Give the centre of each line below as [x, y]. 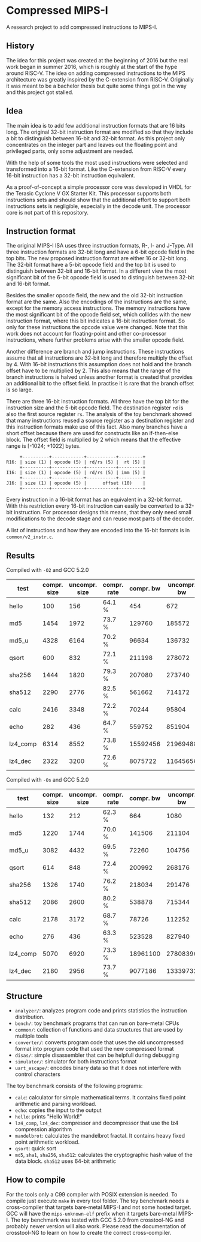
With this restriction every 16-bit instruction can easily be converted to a [95, 506]
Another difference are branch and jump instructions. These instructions [95, 352]
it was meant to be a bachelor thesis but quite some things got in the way [96, 86]
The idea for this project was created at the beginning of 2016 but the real [97, 60]
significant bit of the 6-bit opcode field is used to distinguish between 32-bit [100, 278]
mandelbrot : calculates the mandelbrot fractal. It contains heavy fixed [100, 1136]
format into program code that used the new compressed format [94, 1049]
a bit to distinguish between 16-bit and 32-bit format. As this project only [96, 138]
